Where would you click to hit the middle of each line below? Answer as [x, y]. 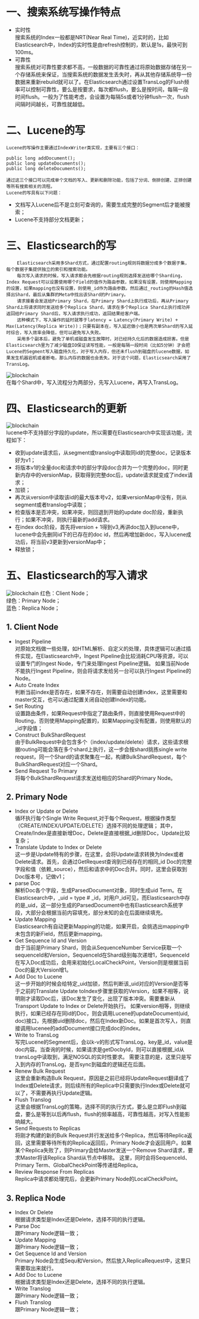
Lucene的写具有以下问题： [34, 193]
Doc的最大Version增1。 [43, 970]
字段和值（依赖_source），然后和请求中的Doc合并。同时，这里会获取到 [101, 869]
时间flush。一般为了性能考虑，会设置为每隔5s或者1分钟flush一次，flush [102, 96]
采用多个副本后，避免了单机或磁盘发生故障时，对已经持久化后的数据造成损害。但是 [103, 339]
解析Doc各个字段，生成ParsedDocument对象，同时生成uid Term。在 [99, 891]
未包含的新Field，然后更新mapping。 [60, 934]
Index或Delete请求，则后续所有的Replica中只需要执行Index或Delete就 [100, 1086]
